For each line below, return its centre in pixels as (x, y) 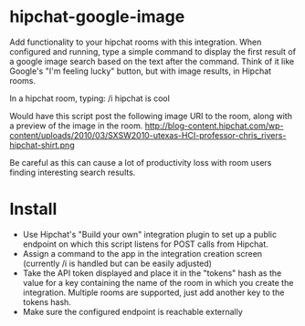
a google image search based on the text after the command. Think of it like (152, 61)
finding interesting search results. (73, 172)
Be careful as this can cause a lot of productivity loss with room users (141, 162)
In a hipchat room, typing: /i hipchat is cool (90, 98)
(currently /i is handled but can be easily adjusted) (117, 263)
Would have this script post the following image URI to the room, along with (151, 116)
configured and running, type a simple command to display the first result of (153, 51)
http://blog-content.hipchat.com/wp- (214, 126)
